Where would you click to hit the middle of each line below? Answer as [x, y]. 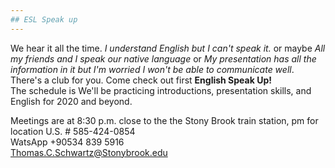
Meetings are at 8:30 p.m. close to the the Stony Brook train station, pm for [164, 120]
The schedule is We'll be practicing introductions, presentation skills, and [161, 90]
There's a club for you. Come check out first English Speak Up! [141, 80]
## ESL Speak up [44, 19]
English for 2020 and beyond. [71, 101]
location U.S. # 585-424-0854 [73, 131]
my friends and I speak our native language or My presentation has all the [163, 58]
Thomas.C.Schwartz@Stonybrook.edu [89, 152]
